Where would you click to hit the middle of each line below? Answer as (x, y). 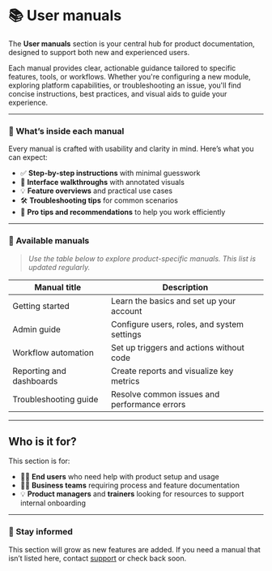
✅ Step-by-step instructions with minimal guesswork (110, 173)
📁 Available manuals (49, 241)
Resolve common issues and (165, 394)
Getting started (41, 306)
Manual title (58, 287)
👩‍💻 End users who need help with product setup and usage (120, 477)
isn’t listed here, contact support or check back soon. (98, 558)
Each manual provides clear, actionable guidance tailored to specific (122, 68)
